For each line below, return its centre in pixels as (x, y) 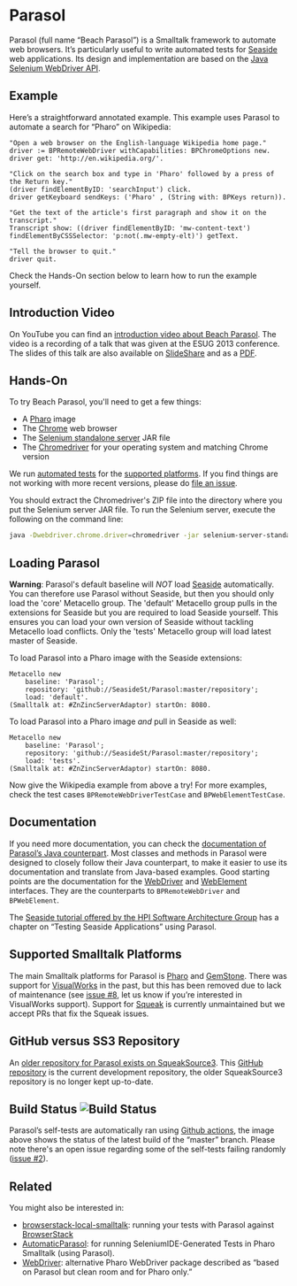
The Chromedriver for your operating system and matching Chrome (145, 447)
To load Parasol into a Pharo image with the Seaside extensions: (126, 658)
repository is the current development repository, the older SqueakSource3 (146, 1072)
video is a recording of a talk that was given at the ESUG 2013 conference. (145, 343)
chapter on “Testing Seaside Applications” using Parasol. (113, 927)
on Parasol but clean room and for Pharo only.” (107, 1272)
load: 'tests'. (53, 761)
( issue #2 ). (29, 1159)
